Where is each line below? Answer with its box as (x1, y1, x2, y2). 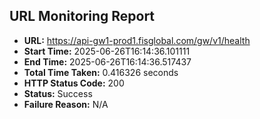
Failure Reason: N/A (23, 98, 109, 110)
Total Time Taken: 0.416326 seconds (23, 66, 179, 78)
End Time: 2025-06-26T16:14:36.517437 (23, 55, 192, 68)
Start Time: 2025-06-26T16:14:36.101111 (23, 45, 191, 57)
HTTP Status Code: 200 (23, 77, 125, 89)
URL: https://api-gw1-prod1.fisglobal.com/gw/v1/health (23, 34, 251, 46)
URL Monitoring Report (9, 8, 156, 25)
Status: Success (23, 87, 93, 99)
